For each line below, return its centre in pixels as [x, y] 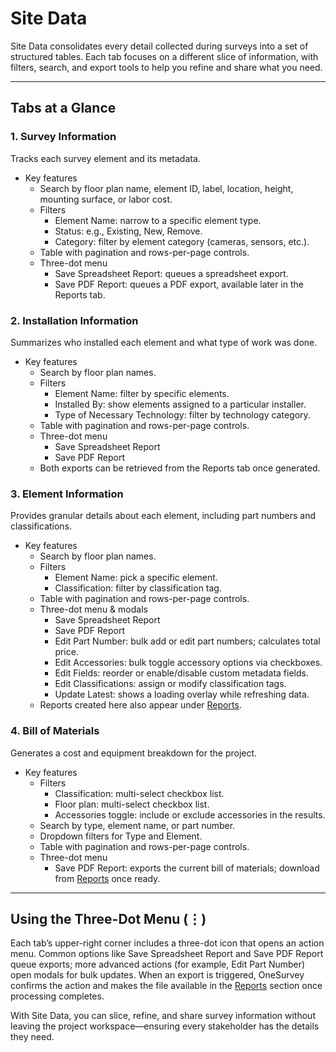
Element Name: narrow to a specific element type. [158, 220]
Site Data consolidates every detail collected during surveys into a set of [159, 46]
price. [66, 652]
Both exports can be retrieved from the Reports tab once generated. [180, 468]
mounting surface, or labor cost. [106, 199]
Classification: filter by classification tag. [138, 588]
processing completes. [57, 996]
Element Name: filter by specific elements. [142, 393]
